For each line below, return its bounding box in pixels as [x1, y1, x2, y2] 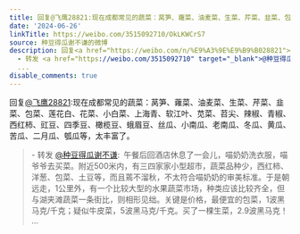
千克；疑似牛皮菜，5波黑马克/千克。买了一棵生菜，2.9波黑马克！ [49, 205, 288, 215]
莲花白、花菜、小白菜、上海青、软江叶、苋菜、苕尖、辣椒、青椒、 [47, 108, 291, 119]
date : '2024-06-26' [9, 21, 82, 30]
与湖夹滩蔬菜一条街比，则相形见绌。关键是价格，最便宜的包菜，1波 [30, 194, 278, 205]
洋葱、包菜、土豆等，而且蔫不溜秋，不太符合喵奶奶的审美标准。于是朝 [30, 171, 290, 182]
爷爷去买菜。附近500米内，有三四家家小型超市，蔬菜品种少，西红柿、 [30, 160, 288, 171]
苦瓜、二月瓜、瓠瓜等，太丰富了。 [9, 130, 135, 141]
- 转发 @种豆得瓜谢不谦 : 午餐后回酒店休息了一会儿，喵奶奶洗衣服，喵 [30, 149, 288, 160]
